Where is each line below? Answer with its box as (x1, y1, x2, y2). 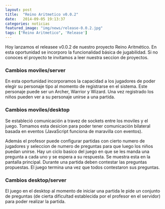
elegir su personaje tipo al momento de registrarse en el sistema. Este (5, 83, 148, 89)
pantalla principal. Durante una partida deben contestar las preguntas (5, 159, 147, 165)
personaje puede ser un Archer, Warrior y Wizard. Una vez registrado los (5, 89, 154, 95)
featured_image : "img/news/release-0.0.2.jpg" (5, 26, 103, 31)
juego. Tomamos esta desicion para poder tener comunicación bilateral (5, 123, 151, 129)
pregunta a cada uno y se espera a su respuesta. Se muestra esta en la (5, 153, 151, 159)
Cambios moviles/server (5, 67, 66, 73)
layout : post (5, 7, 32, 12)
